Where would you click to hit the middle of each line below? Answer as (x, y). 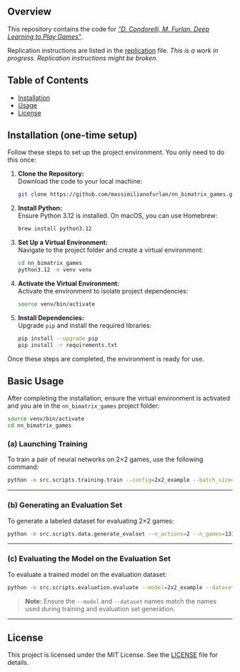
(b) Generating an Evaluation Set (65, 505)
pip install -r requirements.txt (67, 345)
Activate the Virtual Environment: (69, 283)
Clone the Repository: (51, 174)
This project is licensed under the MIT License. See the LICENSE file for (113, 655)
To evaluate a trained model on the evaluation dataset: (87, 574)
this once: (22, 160)
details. (18, 663)
